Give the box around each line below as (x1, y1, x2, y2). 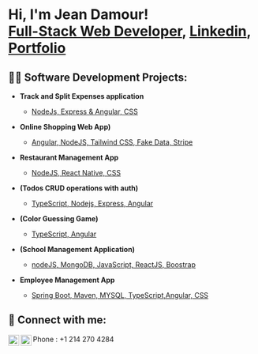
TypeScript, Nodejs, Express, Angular (31, 199, 154, 208)
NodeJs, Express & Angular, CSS (31, 107, 138, 116)
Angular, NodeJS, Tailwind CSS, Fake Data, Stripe (31, 137, 193, 147)
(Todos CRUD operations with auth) (19, 183, 139, 193)
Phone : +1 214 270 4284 (32, 334, 114, 344)
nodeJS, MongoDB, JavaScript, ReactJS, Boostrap (31, 260, 196, 269)
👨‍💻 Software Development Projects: (8, 70, 188, 84)
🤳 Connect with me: (8, 314, 107, 327)
